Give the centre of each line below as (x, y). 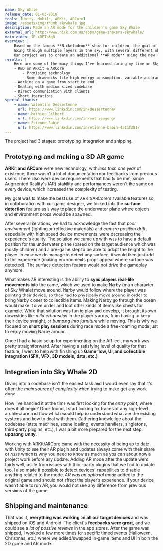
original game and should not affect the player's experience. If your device (80, 480)
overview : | (17, 41)
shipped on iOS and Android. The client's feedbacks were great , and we (78, 523)
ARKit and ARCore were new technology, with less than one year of (73, 168)
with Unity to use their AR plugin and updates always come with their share (80, 449)
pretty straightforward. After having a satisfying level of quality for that (75, 346)
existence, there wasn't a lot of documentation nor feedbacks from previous (81, 174)
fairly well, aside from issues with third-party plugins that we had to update (80, 464)
